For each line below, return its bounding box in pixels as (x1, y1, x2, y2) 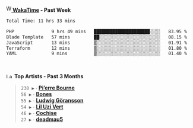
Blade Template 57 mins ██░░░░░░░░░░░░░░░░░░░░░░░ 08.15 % (6, 34, 187, 40)
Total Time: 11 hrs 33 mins (6, 18, 76, 24)
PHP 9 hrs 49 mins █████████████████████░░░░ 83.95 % (6, 28, 187, 34)
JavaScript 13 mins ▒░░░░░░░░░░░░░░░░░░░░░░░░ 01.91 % (6, 40, 187, 46)
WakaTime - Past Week (12, 7, 71, 14)
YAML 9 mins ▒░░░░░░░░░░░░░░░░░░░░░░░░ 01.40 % (6, 50, 187, 57)
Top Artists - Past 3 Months (14, 73, 84, 80)
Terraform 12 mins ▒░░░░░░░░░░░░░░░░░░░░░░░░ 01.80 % (6, 45, 187, 51)
